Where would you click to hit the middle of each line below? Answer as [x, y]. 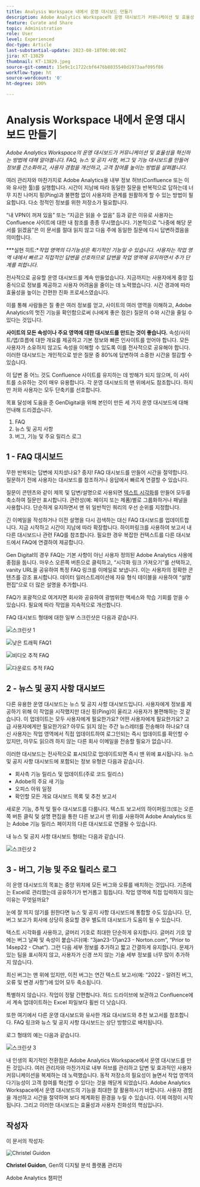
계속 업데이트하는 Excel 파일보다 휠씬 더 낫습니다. [70, 1003]
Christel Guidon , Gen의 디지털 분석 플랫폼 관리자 [64, 1165]
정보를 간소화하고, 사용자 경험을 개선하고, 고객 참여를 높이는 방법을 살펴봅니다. [97, 167]
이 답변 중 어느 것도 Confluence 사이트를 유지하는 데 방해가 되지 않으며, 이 [92, 375]
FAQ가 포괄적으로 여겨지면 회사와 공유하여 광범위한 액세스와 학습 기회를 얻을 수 [98, 597]
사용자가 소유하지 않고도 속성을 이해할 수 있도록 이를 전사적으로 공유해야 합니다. [98, 347]
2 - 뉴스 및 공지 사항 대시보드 [56, 689]
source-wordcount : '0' [34, 78]
